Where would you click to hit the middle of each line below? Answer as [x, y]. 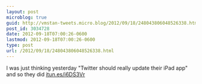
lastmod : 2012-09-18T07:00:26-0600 [51, 40]
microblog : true [26, 17]
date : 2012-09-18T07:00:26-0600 [47, 34]
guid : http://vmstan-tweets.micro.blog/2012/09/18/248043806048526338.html [103, 23]
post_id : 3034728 [28, 28]
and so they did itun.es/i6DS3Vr [46, 74]
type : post [20, 46]
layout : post [23, 12]
